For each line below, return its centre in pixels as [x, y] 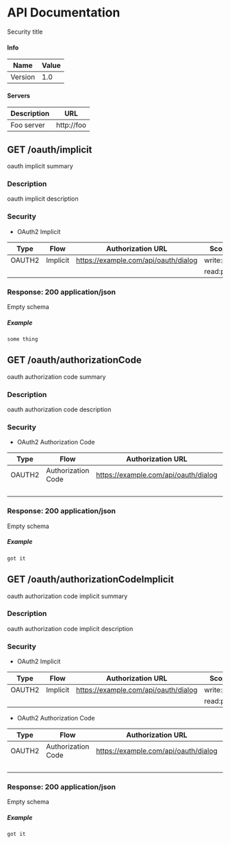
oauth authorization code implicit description [70, 628]
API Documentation [64, 13]
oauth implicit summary [40, 166]
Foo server [28, 125]
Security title [25, 32]
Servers [19, 95]
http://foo [71, 125]
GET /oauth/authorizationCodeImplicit [91, 579]
